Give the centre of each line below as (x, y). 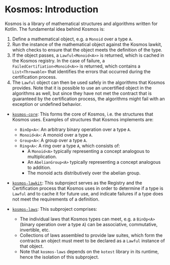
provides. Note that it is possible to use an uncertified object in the (82, 87)
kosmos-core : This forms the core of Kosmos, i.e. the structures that (83, 114)
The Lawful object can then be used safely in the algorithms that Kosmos (88, 82)
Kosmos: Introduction (52, 9)
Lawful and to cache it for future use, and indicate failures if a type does (88, 193)
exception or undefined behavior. (47, 104)
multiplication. (42, 157)
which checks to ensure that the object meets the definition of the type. (87, 50)
